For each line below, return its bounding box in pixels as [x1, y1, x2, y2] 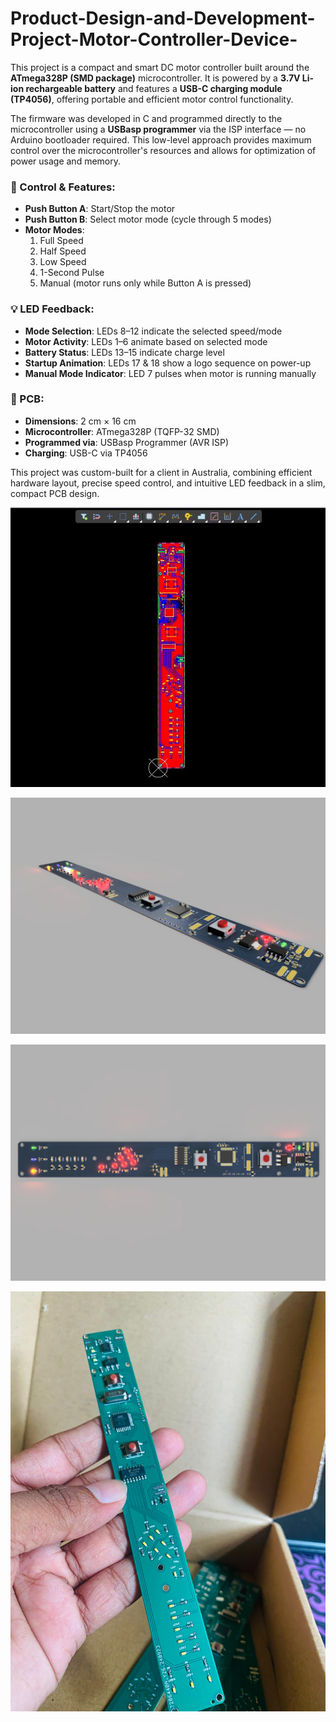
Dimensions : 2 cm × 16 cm [24, 415, 137, 427]
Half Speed [39, 245, 87, 257]
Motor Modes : [24, 224, 85, 236]
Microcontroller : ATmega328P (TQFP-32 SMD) [24, 425, 220, 437]
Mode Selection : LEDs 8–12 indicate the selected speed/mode [24, 325, 283, 337]
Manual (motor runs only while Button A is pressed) [39, 277, 252, 289]
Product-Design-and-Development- [10, 7, 316, 30]
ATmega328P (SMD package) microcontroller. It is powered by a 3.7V [10, 72, 301, 84]
